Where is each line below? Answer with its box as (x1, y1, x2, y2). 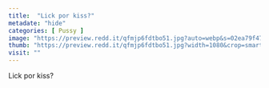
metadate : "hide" (8, 19, 66, 27)
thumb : (8, 42, 30, 50)
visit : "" (8, 49, 42, 57)
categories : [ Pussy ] (8, 26, 84, 34)
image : (8, 34, 30, 42)
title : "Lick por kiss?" (8, 11, 94, 20)
